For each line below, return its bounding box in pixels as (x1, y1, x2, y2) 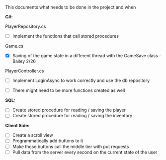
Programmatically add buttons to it (12, 138, 83, 144)
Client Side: (5, 123, 30, 129)
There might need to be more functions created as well (12, 87, 125, 93)
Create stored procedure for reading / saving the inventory (12, 113, 133, 119)
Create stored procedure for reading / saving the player (12, 107, 126, 113)
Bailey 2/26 (12, 58, 36, 64)
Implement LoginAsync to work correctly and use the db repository (12, 78, 150, 83)
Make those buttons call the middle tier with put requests (12, 144, 129, 150)
